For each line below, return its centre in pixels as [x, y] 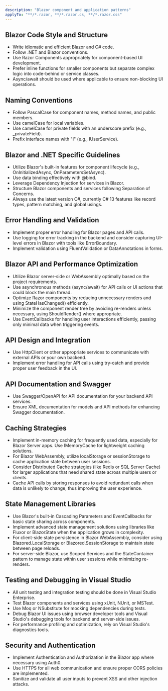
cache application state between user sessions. [62, 461]
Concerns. [23, 194]
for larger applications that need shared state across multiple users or [85, 472]
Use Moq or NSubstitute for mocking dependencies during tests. [79, 608]
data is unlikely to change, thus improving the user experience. [77, 488]
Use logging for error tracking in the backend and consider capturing [84, 237]
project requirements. [35, 282]
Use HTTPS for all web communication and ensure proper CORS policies [88, 668]
